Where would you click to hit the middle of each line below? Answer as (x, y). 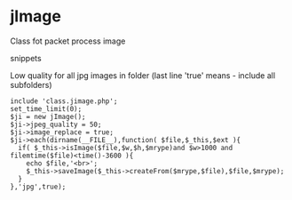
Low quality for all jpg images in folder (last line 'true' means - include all (143, 75)
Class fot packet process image (68, 41)
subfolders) (31, 84)
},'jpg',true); (38, 187)
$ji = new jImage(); (48, 116)
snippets (26, 58)
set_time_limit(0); (46, 108)
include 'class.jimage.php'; (64, 101)
